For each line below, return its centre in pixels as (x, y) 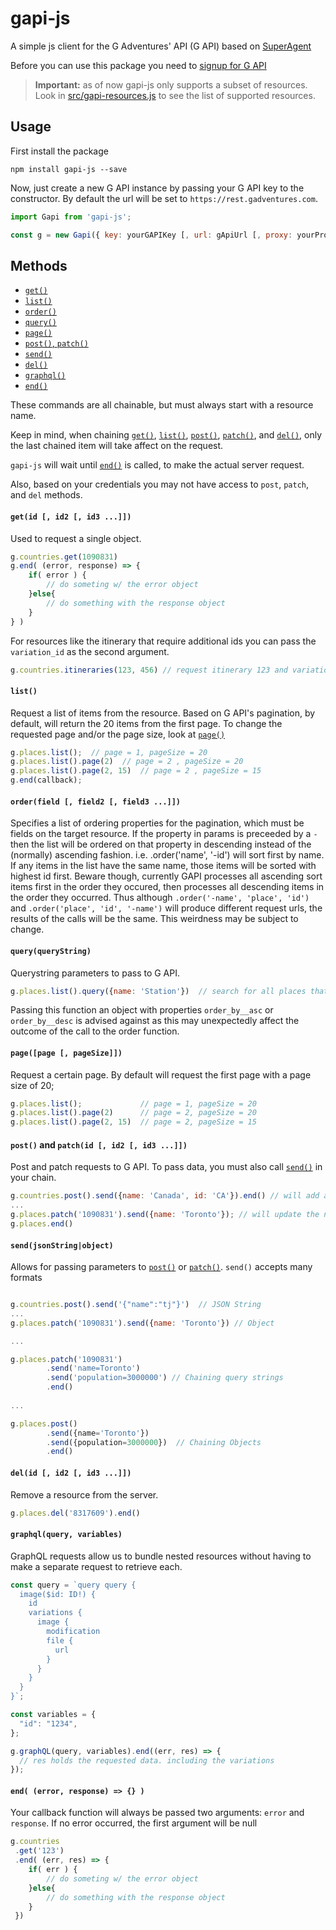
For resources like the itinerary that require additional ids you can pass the (163, 641)
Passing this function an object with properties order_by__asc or (142, 1010)
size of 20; (32, 1085)
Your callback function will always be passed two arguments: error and (157, 1813)
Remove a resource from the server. (84, 1494)
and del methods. (46, 495)
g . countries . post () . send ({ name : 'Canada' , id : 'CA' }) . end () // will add (165, 1196)
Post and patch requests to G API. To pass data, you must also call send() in (166, 1167)
